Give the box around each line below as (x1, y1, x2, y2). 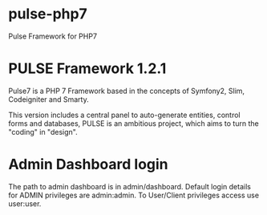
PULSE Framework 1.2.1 (8, 59, 167, 78)
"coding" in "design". (8, 127, 78, 136)
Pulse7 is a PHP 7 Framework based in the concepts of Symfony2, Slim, (8, 86, 245, 95)
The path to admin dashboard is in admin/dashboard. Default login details (8, 181, 251, 191)
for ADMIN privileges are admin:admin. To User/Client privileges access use (8, 190, 259, 200)
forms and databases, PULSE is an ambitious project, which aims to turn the (8, 118, 259, 128)
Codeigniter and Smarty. (8, 94, 90, 104)
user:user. (8, 198, 42, 209)
